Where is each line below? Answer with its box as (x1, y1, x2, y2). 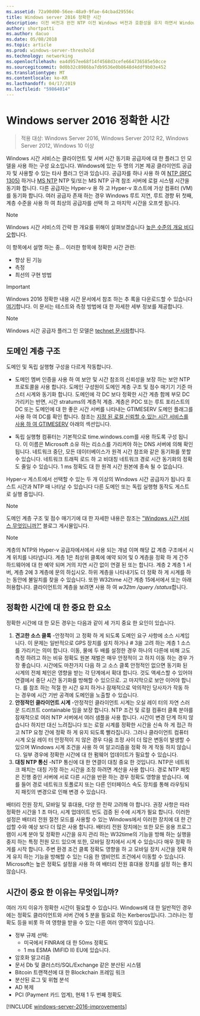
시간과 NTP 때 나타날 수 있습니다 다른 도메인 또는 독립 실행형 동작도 (17, 483, 174, 490)
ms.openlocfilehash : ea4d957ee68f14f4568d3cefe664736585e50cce (6, 58, 167, 64)
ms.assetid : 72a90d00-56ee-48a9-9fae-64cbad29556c (6, 8, 135, 15)
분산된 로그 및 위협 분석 (14, 976, 70, 983)
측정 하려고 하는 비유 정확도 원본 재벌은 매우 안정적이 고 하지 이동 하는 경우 (14, 655, 188, 662)
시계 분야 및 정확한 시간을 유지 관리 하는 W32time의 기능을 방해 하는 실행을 (17, 831, 192, 838)
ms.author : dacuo (6, 31, 49, 37)
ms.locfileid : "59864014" (6, 86, 70, 92)
